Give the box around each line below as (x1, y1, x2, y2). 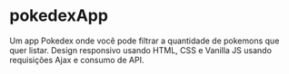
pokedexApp (9, 5, 109, 26)
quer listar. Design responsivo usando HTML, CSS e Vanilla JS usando (9, 44, 273, 55)
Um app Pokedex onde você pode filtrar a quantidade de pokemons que (9, 35, 280, 46)
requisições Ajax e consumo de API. (9, 54, 144, 65)
